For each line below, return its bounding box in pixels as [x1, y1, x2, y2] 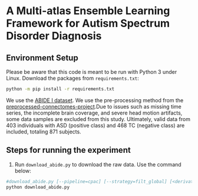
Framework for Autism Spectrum [6, 17, 170, 30]
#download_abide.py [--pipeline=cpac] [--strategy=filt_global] [6, 178, 167, 184]
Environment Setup [6, 53, 78, 63]
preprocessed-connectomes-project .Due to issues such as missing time [6, 103, 181, 110]
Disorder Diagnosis [6, 30, 102, 43]
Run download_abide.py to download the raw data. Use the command [14, 161, 181, 168]
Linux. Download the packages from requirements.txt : [6, 75, 140, 81]
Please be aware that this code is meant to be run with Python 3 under [6, 68, 177, 75]
